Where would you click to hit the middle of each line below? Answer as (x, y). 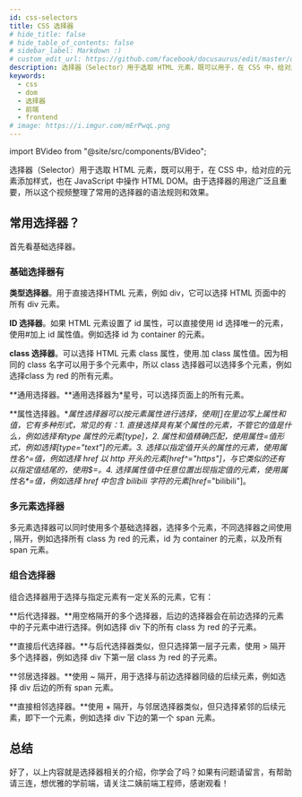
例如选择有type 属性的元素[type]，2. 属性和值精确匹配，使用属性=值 (151, 436)
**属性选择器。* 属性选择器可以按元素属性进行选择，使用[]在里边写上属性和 (148, 414)
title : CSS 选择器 (42, 26)
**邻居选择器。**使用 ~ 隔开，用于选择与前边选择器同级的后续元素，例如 (144, 676)
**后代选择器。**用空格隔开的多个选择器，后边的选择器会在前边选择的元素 (147, 615)
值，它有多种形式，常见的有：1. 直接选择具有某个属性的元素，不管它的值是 (147, 425)
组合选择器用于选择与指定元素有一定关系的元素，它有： (111, 596)
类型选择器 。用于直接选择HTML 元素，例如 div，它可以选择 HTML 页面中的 (148, 293)
